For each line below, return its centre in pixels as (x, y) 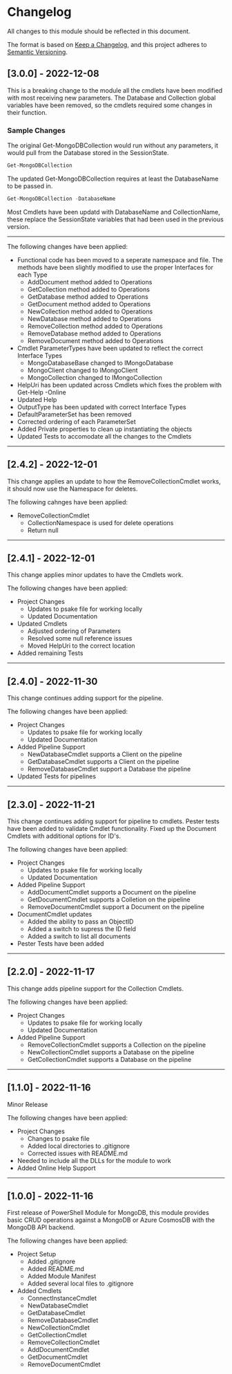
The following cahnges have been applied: (68, 502)
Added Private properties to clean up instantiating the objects (104, 429)
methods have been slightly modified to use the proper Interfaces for (115, 267)
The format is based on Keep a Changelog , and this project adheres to (107, 44)
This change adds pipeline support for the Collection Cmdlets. (96, 988)
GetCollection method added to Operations (89, 289)
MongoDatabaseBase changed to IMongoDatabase (100, 363)
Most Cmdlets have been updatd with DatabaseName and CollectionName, (114, 212)
